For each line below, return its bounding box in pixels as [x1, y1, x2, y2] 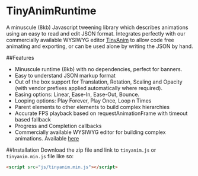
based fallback [14, 116, 52, 123]
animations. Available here [14, 135, 79, 142]
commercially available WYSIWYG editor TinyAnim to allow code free [6, 36, 174, 43]
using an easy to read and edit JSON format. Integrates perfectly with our [6, 30, 186, 37]
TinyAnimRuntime [6, 4, 97, 18]
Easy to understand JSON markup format [14, 72, 116, 79]
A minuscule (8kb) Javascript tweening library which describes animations [6, 24, 189, 31]
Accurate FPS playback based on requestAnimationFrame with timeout [14, 110, 188, 117]
